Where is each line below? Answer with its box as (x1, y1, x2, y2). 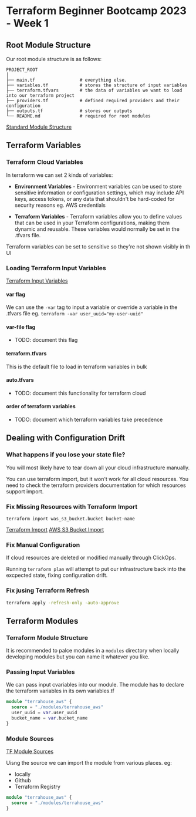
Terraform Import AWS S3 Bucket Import (6, 526, 104, 533)
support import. (6, 487, 44, 495)
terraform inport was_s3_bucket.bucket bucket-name (6, 516, 135, 522)
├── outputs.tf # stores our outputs (6, 108, 133, 114)
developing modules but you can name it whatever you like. (6, 653, 150, 660)
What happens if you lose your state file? (6, 450, 126, 459)
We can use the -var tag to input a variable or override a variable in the (6, 304, 178, 311)
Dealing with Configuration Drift (6, 433, 125, 443)
